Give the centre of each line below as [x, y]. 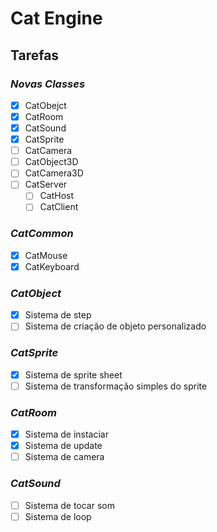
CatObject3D [51, 162]
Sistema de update [63, 446]
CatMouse [46, 255]
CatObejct [45, 105]
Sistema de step [58, 315]
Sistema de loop [58, 516]
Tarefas [35, 55]
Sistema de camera [64, 457]
